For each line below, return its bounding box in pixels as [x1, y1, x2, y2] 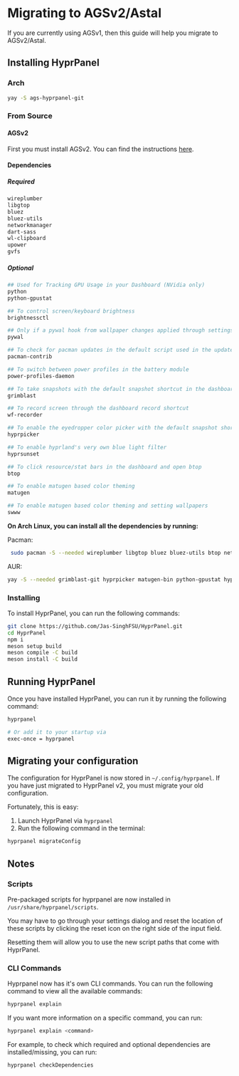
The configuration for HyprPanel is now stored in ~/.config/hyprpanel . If [7, 774, 221, 783]
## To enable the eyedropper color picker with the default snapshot [7, 424, 218, 432]
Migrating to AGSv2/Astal [7, 5, 162, 21]
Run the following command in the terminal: [17, 824, 146, 832]
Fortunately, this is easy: [7, 803, 79, 811]
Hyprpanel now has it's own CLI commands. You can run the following [7, 979, 213, 988]
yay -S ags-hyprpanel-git [7, 94, 84, 101]
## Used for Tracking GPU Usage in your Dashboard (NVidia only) [7, 281, 205, 289]
